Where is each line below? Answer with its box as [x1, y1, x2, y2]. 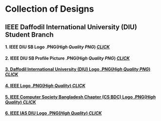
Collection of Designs [5, 3, 94, 15]
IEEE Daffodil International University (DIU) [5, 23, 138, 31]
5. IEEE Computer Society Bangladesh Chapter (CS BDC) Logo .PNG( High [5, 94, 156, 100]
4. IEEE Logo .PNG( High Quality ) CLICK [5, 82, 85, 88]
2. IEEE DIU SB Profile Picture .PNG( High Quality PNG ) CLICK [5, 55, 130, 61]
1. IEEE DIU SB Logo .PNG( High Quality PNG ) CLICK [5, 44, 110, 50]
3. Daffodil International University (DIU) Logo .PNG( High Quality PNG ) [5, 66, 151, 72]
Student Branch [5, 30, 54, 39]
